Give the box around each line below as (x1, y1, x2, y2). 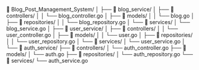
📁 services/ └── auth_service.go (6, 57, 89, 64)
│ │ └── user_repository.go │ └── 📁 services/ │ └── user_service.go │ (6, 38, 186, 45)
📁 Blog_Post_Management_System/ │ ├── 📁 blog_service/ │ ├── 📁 (6, 6, 174, 13)
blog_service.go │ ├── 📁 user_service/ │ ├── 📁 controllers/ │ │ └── (6, 25, 178, 32)
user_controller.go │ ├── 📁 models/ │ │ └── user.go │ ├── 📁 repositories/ (6, 31, 193, 39)
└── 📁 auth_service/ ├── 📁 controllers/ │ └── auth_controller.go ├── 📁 (6, 44, 187, 51)
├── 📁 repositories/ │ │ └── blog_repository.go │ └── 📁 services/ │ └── (6, 19, 191, 25)
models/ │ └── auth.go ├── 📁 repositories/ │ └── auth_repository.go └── (6, 51, 193, 57)
